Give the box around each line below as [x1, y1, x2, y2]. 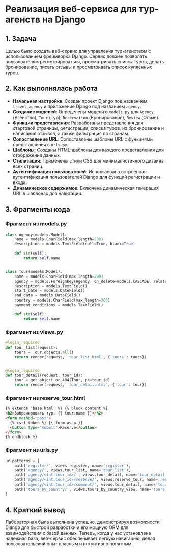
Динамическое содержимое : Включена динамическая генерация [12, 185, 159, 191]
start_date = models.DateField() [14, 288, 85, 293]
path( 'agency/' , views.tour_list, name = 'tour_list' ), [14, 468, 131, 473]
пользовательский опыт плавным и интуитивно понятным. [5, 541, 133, 547]
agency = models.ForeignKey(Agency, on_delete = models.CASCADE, [14, 279, 152, 284]
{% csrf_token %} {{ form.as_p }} [10, 420, 83, 425]
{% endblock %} [5, 434, 38, 440]
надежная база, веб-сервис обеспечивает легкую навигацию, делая [5, 535, 155, 542]
